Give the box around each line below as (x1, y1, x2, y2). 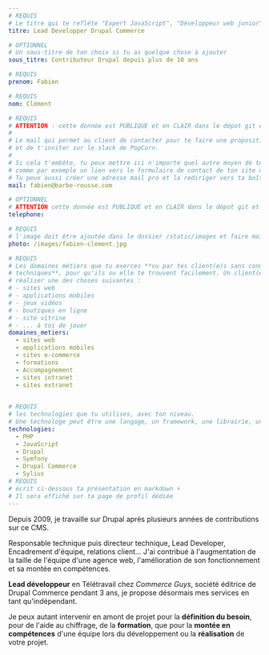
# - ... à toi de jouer (8, 321, 88, 329)
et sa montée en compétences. (8, 564, 110, 573)
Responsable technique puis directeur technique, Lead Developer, (8, 538, 227, 548)
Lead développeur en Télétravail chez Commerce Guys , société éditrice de (8, 579, 257, 589)
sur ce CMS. (8, 522, 50, 532)
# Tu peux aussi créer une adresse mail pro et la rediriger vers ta (8, 174, 246, 182)
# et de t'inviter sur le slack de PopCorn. (8, 144, 159, 152)
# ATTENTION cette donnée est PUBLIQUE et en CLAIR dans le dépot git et (8, 203, 260, 211)
